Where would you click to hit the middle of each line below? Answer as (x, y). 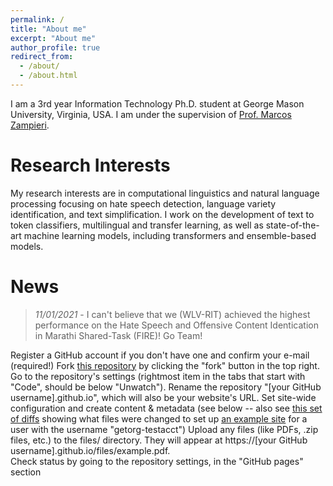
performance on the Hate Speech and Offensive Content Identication (176, 325)
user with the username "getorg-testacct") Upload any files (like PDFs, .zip (164, 429)
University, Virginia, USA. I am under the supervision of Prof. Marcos (151, 114)
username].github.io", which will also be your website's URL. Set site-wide (163, 397)
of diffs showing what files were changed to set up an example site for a (159, 418)
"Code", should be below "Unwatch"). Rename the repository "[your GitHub (166, 387)
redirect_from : (42, 57)
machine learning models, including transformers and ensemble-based (170, 235)
